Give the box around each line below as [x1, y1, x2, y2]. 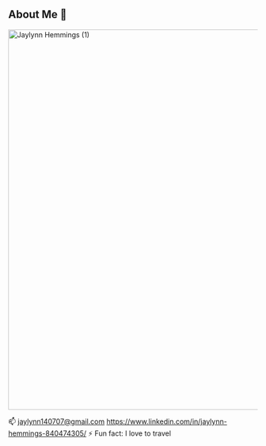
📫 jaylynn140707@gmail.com [8, 417, 105, 426]
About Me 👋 [8, 8, 67, 21]
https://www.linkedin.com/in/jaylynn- [106, 417, 227, 426]
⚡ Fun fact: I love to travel [88, 429, 172, 438]
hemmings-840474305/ [8, 429, 87, 438]
